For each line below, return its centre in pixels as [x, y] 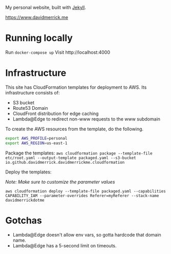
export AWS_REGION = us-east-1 [36, 143]
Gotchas [24, 220]
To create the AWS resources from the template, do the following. [74, 129]
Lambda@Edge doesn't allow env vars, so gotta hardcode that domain [87, 235]
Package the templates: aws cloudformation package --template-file [79, 153]
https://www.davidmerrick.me [37, 17]
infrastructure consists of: [33, 92]
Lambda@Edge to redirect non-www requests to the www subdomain [86, 119]
